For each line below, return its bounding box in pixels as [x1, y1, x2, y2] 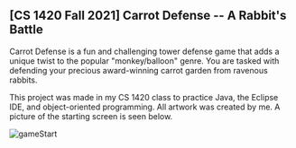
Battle [9, 22, 43, 38]
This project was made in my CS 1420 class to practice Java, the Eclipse [9, 91, 279, 102]
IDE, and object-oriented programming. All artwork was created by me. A [9, 101, 281, 112]
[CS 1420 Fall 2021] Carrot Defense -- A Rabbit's [9, 8, 287, 23]
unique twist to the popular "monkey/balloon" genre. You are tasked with [9, 55, 280, 66]
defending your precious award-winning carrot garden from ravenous [9, 65, 268, 75]
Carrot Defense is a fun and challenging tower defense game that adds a [9, 46, 280, 57]
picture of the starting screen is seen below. [9, 110, 173, 121]
